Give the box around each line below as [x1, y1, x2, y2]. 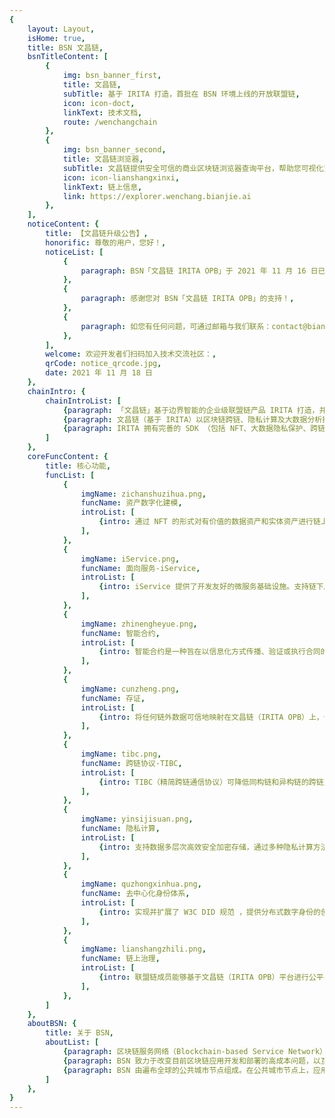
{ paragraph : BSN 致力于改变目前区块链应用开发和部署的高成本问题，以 [62, 1056, 321, 1066]
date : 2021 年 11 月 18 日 [45, 368, 153, 378]
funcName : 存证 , [80, 693, 146, 703]
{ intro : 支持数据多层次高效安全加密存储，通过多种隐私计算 [98, 842, 314, 852]
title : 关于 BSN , [45, 1028, 114, 1038]
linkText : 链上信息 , [62, 182, 143, 192]
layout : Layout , [27, 24, 96, 34]
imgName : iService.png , [80, 554, 181, 564]
